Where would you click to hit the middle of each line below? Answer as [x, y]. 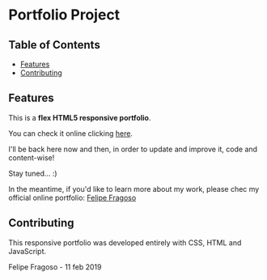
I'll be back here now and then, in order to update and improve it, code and [133, 149]
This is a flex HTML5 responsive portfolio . [80, 117]
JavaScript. [28, 251]
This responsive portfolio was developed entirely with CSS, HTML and [125, 242]
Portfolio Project [64, 15]
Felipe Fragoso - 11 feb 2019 [55, 267]
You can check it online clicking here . [71, 133]
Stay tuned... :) [33, 173]
